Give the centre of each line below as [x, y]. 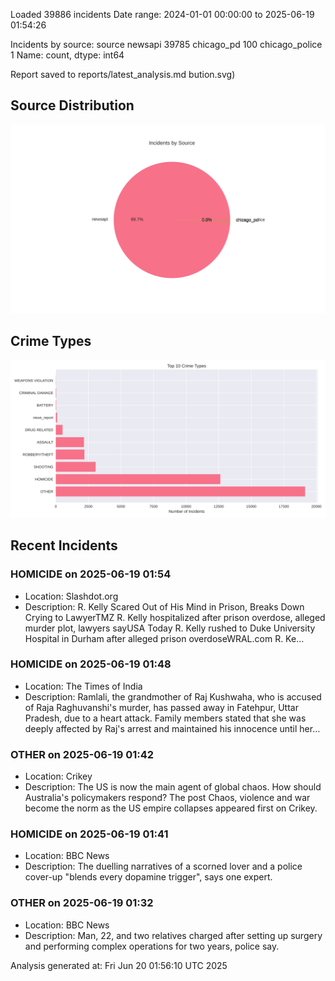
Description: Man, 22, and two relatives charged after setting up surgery [173, 935]
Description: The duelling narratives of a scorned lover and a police [163, 866]
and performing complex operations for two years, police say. [152, 946]
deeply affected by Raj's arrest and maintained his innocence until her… [172, 728]
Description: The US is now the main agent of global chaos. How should [173, 787]
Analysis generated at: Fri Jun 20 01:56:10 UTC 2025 [119, 965]
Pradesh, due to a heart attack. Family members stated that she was [165, 718]
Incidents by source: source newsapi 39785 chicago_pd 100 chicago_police [166, 44]
